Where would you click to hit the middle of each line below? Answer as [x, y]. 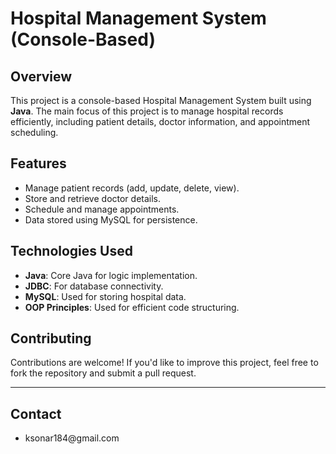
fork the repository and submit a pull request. [103, 373]
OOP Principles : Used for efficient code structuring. [132, 307]
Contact [36, 413]
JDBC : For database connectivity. [94, 286]
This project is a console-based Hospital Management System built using [161, 100]
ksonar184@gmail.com [72, 438]
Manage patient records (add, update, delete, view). [132, 188]
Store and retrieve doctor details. [93, 198]
